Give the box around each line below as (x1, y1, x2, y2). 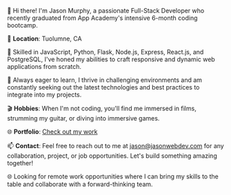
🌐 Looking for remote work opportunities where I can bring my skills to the (7, 172, 219, 181)
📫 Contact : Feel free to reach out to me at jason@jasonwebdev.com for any (7, 142, 224, 150)
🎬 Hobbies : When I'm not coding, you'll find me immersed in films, (7, 104, 197, 112)
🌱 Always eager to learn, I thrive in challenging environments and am (7, 76, 202, 84)
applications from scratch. (7, 63, 81, 70)
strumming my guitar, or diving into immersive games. (7, 114, 160, 122)
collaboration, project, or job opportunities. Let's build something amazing (7, 152, 217, 160)
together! (7, 159, 33, 167)
